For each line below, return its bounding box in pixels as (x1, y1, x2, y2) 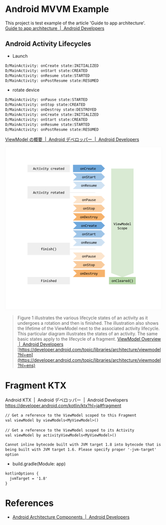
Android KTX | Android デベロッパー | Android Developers (5, 397, 128, 403)
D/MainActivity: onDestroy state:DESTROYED (5, 107, 97, 112)
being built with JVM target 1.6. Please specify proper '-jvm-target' (5, 447, 157, 452)
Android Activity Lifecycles (5, 40, 91, 48)
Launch (12, 53, 28, 59)
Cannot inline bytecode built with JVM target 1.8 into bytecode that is (5, 442, 162, 447)
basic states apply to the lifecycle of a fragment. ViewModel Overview (17, 336, 162, 342)
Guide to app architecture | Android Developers (5, 25, 104, 31)
